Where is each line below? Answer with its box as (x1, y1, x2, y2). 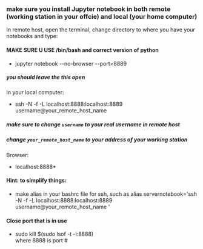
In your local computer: (6, 89, 64, 96)
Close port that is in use (6, 217, 68, 224)
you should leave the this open (6, 74, 85, 81)
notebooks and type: (6, 33, 58, 40)
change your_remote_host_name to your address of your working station (6, 136, 188, 143)
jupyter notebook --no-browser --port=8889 (15, 60, 127, 67)
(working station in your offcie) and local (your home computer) (6, 12, 198, 21)
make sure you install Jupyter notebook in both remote (6, 5, 171, 13)
